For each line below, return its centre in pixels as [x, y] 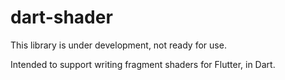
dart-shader [61, 17]
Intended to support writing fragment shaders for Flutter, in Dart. [143, 64]
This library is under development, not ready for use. [118, 45]
